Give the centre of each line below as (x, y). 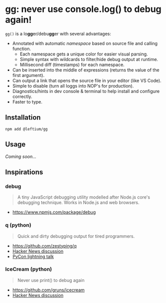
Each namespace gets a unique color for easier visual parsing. (84, 54)
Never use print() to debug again (51, 280)
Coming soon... (21, 156)
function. (22, 48)
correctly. (22, 96)
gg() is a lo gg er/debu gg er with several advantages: (58, 33)
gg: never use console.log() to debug (83, 9)
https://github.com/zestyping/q (44, 245)
